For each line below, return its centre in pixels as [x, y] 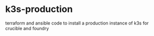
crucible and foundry [27, 28]
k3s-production [39, 9]
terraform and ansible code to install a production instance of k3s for [77, 23]
